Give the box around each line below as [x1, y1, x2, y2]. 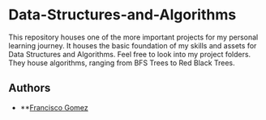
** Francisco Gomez [19, 102, 89, 112]
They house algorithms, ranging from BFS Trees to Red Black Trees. [8, 58, 235, 68]
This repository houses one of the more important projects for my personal [8, 32, 259, 42]
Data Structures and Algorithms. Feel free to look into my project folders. [8, 49, 251, 59]
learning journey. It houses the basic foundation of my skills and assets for [8, 40, 257, 50]
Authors [8, 81, 51, 95]
